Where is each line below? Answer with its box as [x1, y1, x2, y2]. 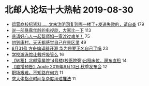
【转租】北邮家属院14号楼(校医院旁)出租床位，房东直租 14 [11, 57, 127, 63]
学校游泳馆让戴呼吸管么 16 [11, 51, 64, 57]
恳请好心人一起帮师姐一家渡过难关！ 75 [11, 33, 90, 39]
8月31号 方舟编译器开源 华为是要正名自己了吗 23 [11, 45, 108, 51]
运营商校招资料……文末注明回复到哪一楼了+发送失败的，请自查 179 [11, 21, 145, 27]
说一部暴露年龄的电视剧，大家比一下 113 [11, 27, 91, 33]
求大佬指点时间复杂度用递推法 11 [11, 75, 76, 81]
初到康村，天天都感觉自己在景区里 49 [11, 39, 87, 45]
